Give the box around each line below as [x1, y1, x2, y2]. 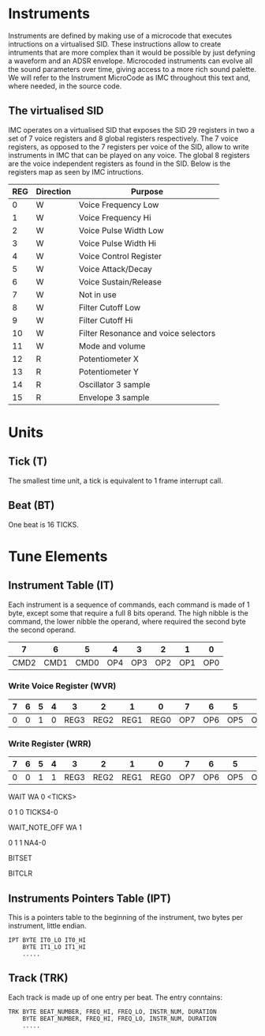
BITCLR [8, 868, 33, 878]
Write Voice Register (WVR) [8, 680, 117, 691]
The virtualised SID [8, 104, 104, 118]
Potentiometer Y [78, 366, 140, 377]
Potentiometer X [78, 353, 140, 364]
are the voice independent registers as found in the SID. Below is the [8, 159, 231, 168]
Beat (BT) [8, 499, 55, 512]
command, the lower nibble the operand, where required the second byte [8, 616, 246, 626]
